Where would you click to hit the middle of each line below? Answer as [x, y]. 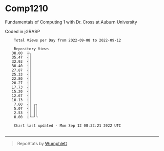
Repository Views [31, 49]
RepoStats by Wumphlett [42, 143]
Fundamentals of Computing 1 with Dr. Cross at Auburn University [71, 22]
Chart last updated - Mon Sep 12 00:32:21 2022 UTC [67, 125]
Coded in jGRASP [22, 31]
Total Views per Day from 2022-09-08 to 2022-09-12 [67, 40]
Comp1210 [27, 9]
